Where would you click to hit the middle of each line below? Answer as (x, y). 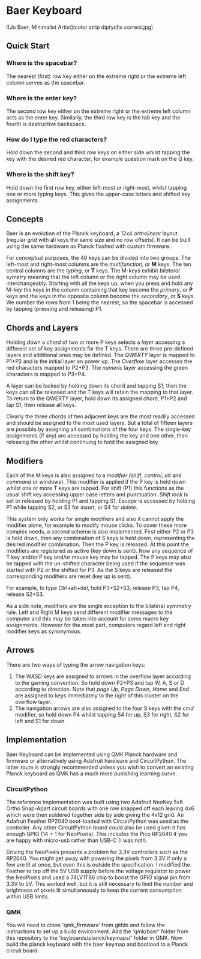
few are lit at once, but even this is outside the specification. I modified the (98, 864)
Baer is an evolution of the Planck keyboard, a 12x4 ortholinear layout (92, 233)
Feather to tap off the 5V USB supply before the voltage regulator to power (98, 871)
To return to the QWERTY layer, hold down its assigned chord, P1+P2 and (97, 398)
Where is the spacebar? (42, 63)
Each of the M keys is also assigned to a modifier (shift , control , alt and (94, 475)
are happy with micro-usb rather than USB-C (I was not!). (77, 840)
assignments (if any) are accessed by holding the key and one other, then (97, 436)
